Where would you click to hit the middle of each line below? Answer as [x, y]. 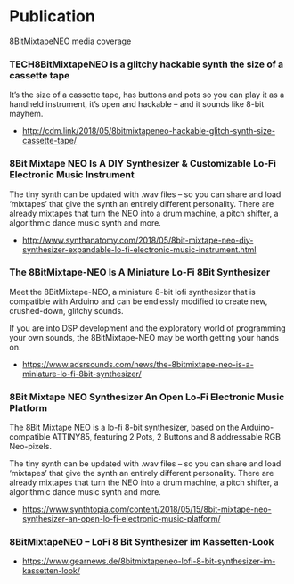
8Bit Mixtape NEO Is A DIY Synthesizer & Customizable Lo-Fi [143, 164]
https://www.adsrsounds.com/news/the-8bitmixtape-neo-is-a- [138, 364]
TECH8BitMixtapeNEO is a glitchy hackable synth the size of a [147, 64]
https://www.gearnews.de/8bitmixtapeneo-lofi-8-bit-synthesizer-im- [149, 561]
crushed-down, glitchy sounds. [66, 310]
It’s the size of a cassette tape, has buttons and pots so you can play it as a [147, 95]
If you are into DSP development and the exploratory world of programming [147, 328]
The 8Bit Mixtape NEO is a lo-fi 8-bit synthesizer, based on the [124, 428]
